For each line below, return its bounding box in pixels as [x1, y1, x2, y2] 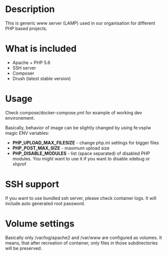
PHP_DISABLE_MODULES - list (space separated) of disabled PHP [12, 150, 150, 156]
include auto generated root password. [5, 200, 85, 206]
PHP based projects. [5, 25, 47, 31]
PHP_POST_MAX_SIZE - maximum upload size [12, 145, 110, 151]
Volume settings [5, 218, 75, 229]
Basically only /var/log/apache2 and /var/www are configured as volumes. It [5, 234, 162, 240]
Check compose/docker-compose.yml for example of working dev [5, 109, 142, 116]
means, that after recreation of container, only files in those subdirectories [5, 239, 158, 246]
